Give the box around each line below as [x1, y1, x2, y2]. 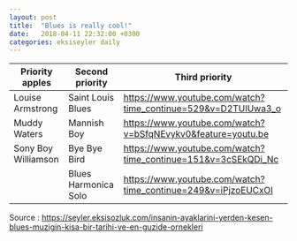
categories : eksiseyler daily [9, 37, 121, 47]
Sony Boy [13, 142, 54, 154]
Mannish [67, 117, 104, 129]
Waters [13, 128, 43, 140]
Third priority [174, 72, 232, 84]
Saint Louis [67, 92, 115, 104]
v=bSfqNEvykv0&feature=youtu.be [123, 128, 270, 140]
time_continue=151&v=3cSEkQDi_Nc [123, 154, 279, 166]
